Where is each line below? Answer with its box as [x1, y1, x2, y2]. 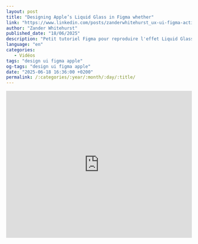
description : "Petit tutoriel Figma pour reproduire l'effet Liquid [6, 36, 178, 42]
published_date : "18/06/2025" [6, 31, 81, 37]
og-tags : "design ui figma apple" [6, 63, 91, 70]
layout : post [6, 8, 38, 15]
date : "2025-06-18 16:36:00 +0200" [6, 69, 94, 75]
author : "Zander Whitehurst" [6, 25, 78, 31]
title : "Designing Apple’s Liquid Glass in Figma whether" [6, 14, 154, 20]
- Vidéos [14, 52, 35, 58]
